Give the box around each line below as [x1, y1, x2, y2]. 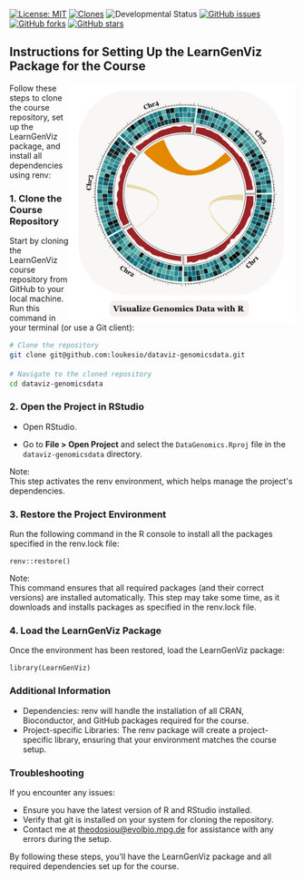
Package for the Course [9, 59, 146, 74]
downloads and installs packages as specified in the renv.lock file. [9, 601, 257, 612]
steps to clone [9, 92, 63, 103]
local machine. [9, 293, 64, 304]
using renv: [9, 169, 52, 181]
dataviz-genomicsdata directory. [22, 448, 142, 459]
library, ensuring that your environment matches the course [54, 734, 277, 745]
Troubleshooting [9, 767, 84, 779]
